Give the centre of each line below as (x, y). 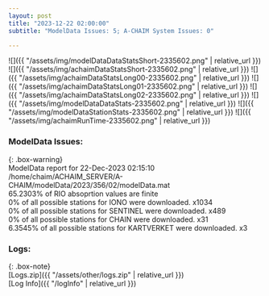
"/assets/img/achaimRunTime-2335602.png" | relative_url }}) (110, 121)
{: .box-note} (29, 266)
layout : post (30, 16)
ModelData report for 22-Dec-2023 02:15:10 (82, 168)
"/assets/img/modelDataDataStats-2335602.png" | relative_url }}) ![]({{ (137, 104)
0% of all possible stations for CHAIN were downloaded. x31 (108, 219)
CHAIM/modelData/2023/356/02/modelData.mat (89, 185)
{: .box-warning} (35, 159)
